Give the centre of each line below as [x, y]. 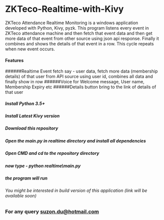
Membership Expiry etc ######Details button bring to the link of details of [81, 87]
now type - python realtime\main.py [43, 166]
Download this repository [32, 128]
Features [14, 60]
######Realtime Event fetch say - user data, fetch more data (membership [82, 71]
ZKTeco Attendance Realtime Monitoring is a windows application [72, 23]
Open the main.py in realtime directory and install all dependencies [76, 141]
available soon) [21, 196]
